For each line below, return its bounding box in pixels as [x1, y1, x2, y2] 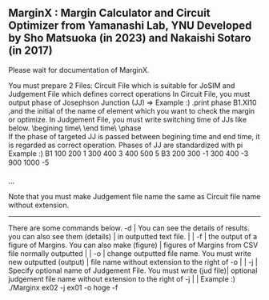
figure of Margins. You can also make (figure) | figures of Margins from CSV [8, 240, 259, 250]
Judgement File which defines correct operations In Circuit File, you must [8, 89, 251, 98]
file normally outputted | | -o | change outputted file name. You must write [8, 248, 252, 258]
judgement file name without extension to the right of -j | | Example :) [8, 274, 236, 283]
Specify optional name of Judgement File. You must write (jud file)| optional [8, 266, 258, 275]
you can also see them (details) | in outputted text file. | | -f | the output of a [8, 231, 258, 241]
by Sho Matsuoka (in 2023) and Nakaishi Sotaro [8, 31, 251, 45]
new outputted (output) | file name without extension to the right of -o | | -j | [8, 257, 258, 266]
